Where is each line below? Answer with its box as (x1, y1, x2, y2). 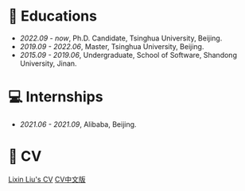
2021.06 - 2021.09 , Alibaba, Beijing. (19, 119, 137, 129)
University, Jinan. (19, 59, 77, 68)
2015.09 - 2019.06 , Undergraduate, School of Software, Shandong (19, 50, 237, 59)
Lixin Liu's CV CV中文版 (8, 174, 86, 184)
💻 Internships (8, 88, 103, 106)
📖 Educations (8, 7, 98, 25)
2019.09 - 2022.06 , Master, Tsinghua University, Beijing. (19, 41, 204, 51)
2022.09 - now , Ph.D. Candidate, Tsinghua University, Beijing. (19, 33, 223, 43)
